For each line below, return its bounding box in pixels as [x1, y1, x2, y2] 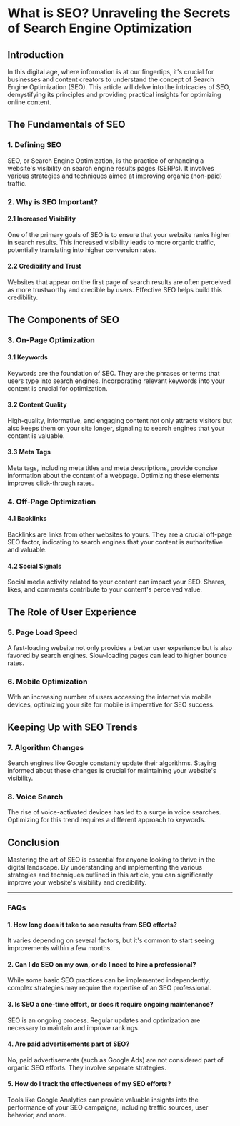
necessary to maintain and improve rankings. [7, 1023, 140, 1032]
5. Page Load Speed [7, 627, 78, 637]
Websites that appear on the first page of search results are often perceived [7, 278, 231, 287]
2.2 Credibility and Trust [7, 262, 81, 271]
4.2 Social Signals [7, 562, 62, 570]
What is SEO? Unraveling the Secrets [7, 5, 231, 21]
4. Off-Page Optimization [7, 497, 96, 507]
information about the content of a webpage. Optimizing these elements [7, 471, 219, 479]
